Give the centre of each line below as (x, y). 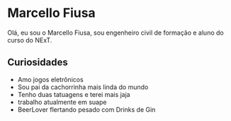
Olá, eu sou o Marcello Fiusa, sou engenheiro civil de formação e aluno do (116, 33)
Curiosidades (38, 63)
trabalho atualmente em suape (62, 102)
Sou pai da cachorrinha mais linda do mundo (83, 87)
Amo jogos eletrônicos (50, 79)
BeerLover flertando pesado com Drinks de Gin (86, 109)
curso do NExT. (30, 40)
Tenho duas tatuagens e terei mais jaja (74, 94)
